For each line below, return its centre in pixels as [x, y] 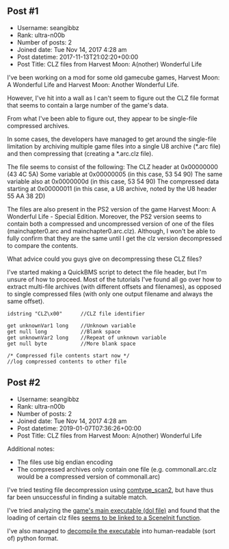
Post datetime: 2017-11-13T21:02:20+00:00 [78, 57]
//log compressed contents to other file [67, 361]
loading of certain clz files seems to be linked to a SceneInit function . [104, 518]
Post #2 [24, 383]
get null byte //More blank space [71, 344]
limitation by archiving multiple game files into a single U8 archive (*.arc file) [114, 146]
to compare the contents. [43, 245]
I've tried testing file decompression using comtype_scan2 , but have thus [110, 489]
